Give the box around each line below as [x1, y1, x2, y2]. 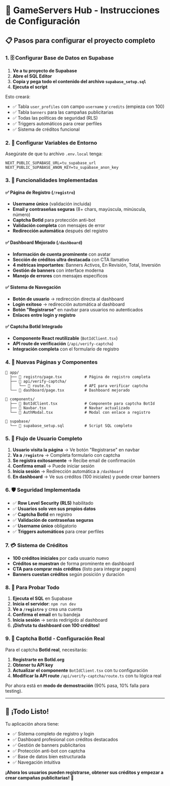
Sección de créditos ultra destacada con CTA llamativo [12, 256, 130, 263]
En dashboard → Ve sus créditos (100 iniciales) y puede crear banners [12, 474, 160, 480]
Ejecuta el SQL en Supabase [12, 595, 72, 601]
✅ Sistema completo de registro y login [12, 730, 95, 737]
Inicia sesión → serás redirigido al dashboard [12, 617, 108, 623]
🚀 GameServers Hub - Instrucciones [5, 5, 160, 16]
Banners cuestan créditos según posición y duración [12, 571, 125, 578]
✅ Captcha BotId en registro [12, 511, 72, 517]
